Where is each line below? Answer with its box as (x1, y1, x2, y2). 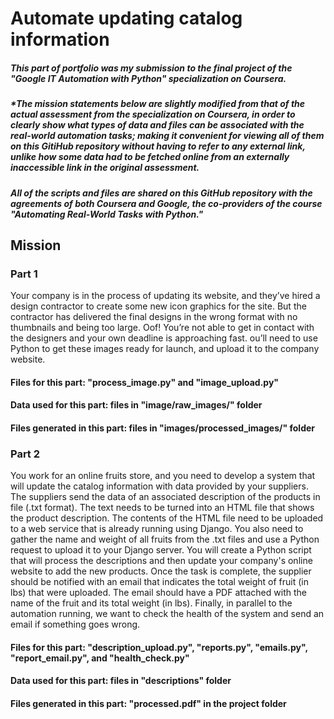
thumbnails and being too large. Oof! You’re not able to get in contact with (10, 322, 315, 334)
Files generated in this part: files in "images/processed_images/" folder (10, 422, 316, 434)
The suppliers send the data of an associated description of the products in (10, 491, 321, 503)
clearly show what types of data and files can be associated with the (10, 119, 305, 131)
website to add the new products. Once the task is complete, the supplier (10, 565, 312, 577)
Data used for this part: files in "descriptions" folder (10, 675, 232, 687)
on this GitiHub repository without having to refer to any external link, (10, 140, 306, 152)
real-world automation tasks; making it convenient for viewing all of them (10, 130, 325, 142)
